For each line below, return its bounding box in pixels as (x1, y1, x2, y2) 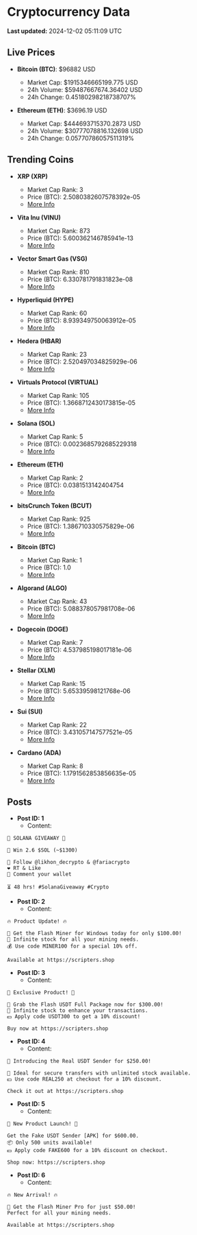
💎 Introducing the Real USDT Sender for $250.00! (7, 1058, 152, 1065)
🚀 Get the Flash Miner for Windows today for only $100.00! (7, 930, 183, 937)
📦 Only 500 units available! (7, 1140, 93, 1146)
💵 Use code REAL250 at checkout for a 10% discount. (7, 1076, 162, 1083)
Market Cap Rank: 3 (27, 185, 83, 193)
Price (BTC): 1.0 (27, 563, 72, 572)
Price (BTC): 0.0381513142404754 (27, 481, 124, 489)
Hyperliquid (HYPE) (16, 296, 74, 304)
